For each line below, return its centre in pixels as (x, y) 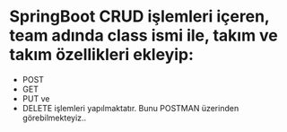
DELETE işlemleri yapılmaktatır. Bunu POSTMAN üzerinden (130, 108)
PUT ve (36, 98)
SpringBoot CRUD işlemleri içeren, (139, 17)
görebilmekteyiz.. (54, 118)
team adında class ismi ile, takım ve (143, 35)
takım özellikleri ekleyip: (102, 55)
